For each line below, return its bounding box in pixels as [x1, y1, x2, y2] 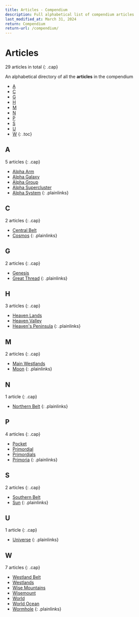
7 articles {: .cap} [5, 565, 41, 571]
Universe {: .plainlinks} [12, 537, 59, 543]
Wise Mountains [12, 585, 46, 591]
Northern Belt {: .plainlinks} [12, 403, 68, 409]
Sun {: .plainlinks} [12, 499, 49, 505]
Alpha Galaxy [12, 173, 40, 180]
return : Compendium [5, 21, 46, 26]
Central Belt [12, 227, 37, 233]
